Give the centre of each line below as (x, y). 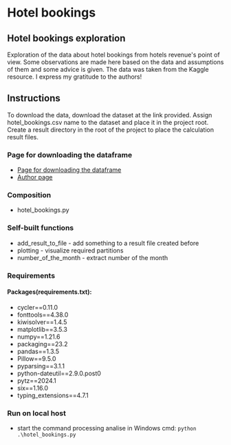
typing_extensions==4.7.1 (53, 395)
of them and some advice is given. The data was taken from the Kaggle (108, 69)
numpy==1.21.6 (38, 337)
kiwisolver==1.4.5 (42, 322)
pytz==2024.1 (36, 380)
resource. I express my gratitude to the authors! (75, 77)
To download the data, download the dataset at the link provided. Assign (110, 115)
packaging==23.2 (42, 344)
